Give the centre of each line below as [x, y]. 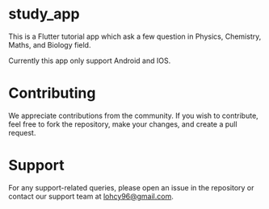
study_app [44, 14]
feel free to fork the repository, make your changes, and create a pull [123, 124]
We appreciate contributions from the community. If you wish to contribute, [133, 115]
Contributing [52, 93]
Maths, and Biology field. [50, 44]
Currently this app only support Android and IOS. [90, 61]
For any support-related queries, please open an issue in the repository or [131, 187]
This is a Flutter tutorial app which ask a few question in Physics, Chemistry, [135, 36]
